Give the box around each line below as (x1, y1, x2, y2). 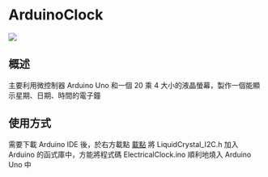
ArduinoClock (8, 6, 104, 24)
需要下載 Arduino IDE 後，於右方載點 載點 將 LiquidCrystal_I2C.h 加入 (8, 139, 239, 149)
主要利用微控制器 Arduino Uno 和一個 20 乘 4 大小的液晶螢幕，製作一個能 (8, 80, 253, 90)
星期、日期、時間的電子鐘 (15, 91, 101, 100)
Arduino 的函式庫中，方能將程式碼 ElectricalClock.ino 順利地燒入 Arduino (8, 150, 252, 159)
